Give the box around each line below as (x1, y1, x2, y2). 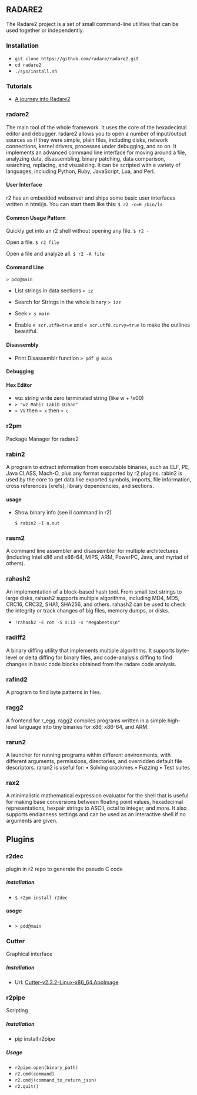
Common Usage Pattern (6, 214, 66, 221)
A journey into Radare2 (14, 96, 71, 103)
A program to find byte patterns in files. (6, 689, 102, 696)
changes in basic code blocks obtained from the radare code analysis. (6, 661, 176, 667)
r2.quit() (14, 1084, 39, 1090)
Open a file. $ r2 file (6, 239, 59, 246)
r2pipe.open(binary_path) (14, 1065, 78, 1071)
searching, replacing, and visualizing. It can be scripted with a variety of (6, 161, 181, 168)
